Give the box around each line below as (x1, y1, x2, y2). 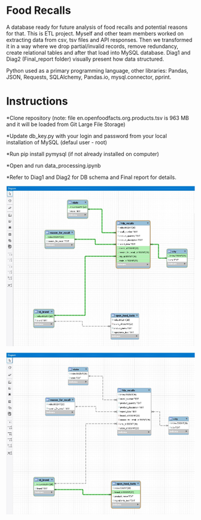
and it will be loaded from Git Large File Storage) (6, 121, 126, 128)
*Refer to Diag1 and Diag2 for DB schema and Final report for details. (6, 174, 176, 181)
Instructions (6, 94, 68, 108)
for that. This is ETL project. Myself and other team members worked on (6, 29, 184, 37)
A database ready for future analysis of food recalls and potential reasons (6, 23, 188, 31)
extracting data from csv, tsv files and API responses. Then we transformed (6, 36, 193, 43)
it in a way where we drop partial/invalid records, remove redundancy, (6, 43, 178, 50)
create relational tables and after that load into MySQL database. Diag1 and (6, 49, 191, 56)
